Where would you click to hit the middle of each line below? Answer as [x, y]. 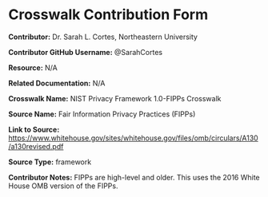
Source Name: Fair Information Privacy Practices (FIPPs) [102, 114]
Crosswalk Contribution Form [108, 15]
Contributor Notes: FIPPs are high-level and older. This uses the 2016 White [134, 177]
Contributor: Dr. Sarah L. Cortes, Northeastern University [103, 37]
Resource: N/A [33, 67]
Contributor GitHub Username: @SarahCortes [85, 52]
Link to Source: [34, 129]
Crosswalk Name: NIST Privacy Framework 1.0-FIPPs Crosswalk [115, 98]
